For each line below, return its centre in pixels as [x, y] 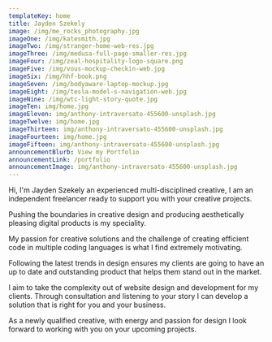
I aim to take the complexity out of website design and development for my [134, 288]
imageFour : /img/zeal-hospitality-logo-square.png [96, 62]
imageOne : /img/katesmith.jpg [60, 39]
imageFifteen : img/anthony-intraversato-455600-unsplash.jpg [114, 144]
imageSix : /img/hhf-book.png [58, 76]
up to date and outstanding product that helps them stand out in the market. [135, 272]
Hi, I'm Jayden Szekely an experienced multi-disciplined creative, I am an [131, 190]
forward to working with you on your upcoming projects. [103, 329]
